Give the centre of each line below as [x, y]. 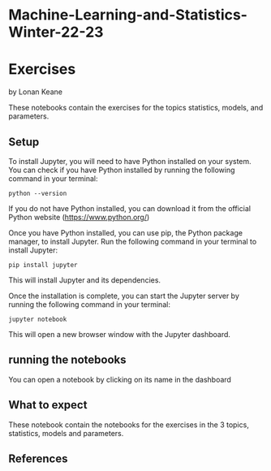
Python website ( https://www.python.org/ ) [79, 217]
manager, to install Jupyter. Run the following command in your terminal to [133, 241]
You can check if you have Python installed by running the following [122, 170]
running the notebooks [67, 360]
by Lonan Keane [36, 92]
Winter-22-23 [56, 32]
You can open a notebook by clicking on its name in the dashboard [120, 379]
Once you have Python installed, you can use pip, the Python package [126, 232]
